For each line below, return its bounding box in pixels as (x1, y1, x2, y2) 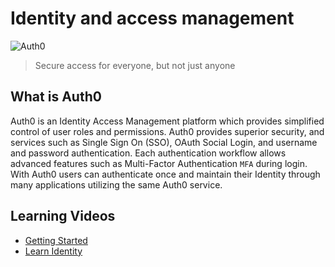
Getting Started (24, 234, 88, 246)
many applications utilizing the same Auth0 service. (10, 178, 223, 191)
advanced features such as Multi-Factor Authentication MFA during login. (10, 157, 308, 169)
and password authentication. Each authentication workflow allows (10, 147, 287, 159)
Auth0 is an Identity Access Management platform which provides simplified (10, 115, 325, 127)
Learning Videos (10, 208, 116, 225)
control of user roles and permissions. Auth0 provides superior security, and (10, 125, 325, 137)
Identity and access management (10, 7, 295, 30)
